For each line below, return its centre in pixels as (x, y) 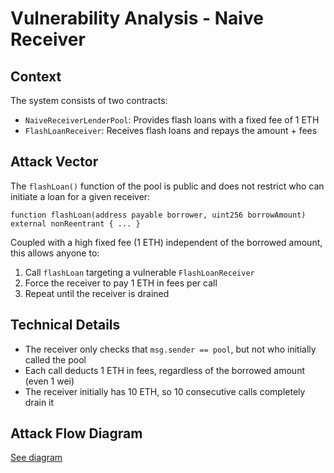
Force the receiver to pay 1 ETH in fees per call (121, 283)
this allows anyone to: (55, 253)
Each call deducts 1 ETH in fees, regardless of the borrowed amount (164, 370)
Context (36, 76)
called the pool (55, 359)
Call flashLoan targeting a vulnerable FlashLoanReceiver (139, 272)
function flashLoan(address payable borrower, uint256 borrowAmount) (158, 215)
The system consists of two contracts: (89, 100)
